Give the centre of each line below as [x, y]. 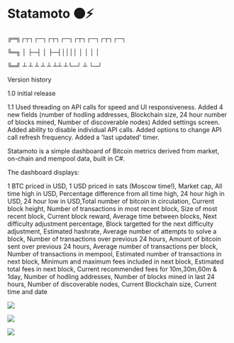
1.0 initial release [32, 93]
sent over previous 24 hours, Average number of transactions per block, [113, 246]
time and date [28, 291]
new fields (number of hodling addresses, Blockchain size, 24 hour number [117, 114]
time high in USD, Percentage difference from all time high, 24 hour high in [116, 193]
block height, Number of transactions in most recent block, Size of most [112, 208]
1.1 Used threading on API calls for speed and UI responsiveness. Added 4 [115, 107]
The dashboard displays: [44, 172]
